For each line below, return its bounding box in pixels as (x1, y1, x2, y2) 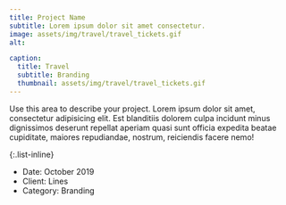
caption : (9, 54, 42, 63)
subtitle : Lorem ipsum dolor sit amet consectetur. (9, 21, 206, 30)
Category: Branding (21, 184, 96, 196)
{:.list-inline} (9, 149, 55, 160)
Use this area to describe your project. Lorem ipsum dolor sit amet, (9, 103, 257, 114)
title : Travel (17, 62, 70, 71)
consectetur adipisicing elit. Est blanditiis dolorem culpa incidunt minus (9, 112, 271, 123)
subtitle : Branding (17, 70, 90, 80)
